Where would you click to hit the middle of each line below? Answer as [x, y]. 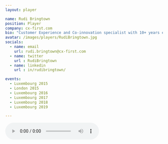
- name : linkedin [28, 65]
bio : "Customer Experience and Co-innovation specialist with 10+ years [82, 33]
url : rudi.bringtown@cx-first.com [50, 51]
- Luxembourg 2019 [29, 107]
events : [13, 79]
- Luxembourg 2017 [29, 97]
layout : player [21, 10]
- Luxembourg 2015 [29, 84]
